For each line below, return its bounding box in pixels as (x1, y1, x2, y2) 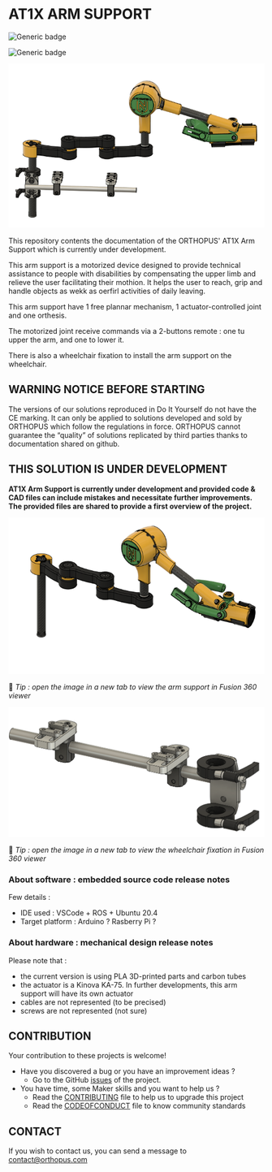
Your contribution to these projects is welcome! (8, 1051, 166, 1061)
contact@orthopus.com (8, 1155, 88, 1165)
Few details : (8, 893, 51, 902)
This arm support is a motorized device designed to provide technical (8, 261, 241, 270)
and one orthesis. (8, 310, 67, 321)
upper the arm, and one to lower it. (8, 335, 124, 345)
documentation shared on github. (8, 439, 120, 448)
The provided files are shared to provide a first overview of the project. (8, 501, 253, 511)
